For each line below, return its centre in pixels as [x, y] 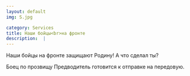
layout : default [26, 11]
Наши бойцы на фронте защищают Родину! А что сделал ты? [82, 55]
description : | [26, 39]
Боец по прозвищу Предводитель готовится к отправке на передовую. [95, 67]
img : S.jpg [19, 17]
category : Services [30, 28]
